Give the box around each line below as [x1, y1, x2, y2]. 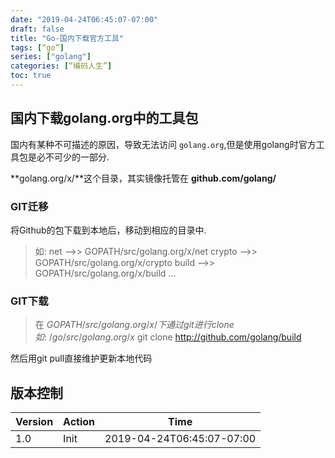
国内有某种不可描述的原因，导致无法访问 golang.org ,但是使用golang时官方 [10, 138, 317, 150]
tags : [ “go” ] [10, 42, 65, 53]
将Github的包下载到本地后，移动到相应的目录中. [10, 224, 207, 236]
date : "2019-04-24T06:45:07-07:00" [10, 14, 159, 25]
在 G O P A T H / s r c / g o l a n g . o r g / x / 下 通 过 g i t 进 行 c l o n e [34, 319, 235, 331]
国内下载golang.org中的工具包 [10, 110, 199, 127]
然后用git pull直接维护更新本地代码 [10, 352, 153, 365]
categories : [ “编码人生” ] [10, 61, 113, 71]
